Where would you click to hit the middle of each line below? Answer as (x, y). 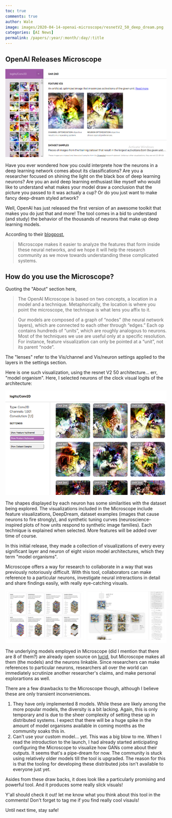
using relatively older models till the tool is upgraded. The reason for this (89, 758)
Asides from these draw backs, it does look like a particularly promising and (85, 779)
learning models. (23, 224)
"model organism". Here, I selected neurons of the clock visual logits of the (84, 378)
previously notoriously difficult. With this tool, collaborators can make (78, 572)
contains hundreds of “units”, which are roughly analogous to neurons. (92, 331)
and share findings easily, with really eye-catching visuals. (67, 583)
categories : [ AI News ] (29, 33)
